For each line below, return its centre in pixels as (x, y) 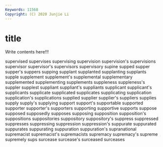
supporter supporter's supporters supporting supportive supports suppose (81, 108)
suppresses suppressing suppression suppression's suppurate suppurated (81, 124)
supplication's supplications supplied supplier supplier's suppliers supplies (81, 98)
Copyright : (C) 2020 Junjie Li (37, 14)
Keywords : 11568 (22, 10)
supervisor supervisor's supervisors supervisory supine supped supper (78, 67)
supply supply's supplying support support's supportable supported (74, 103)
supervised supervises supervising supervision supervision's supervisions (81, 61)
